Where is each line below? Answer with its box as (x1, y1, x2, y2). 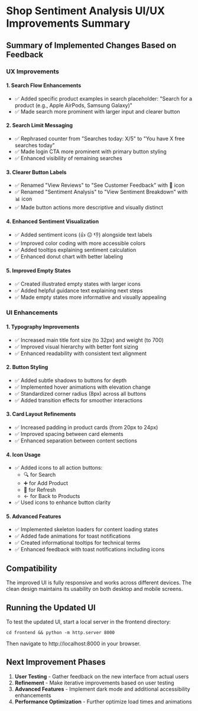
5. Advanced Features (6, 513, 61, 520)
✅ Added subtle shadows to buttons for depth (14, 377, 127, 384)
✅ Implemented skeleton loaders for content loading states (14, 526, 158, 533)
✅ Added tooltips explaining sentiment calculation (14, 247, 137, 254)
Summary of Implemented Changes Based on (6, 40, 177, 50)
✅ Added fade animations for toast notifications (14, 532, 131, 539)
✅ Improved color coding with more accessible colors (14, 240, 146, 247)
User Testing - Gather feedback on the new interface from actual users (14, 673, 189, 680)
